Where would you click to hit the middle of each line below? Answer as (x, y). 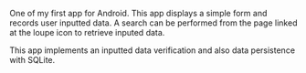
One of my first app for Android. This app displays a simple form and (138, 13)
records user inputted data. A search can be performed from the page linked (153, 23)
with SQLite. (32, 60)
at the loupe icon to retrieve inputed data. (87, 32)
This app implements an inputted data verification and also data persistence (152, 50)
